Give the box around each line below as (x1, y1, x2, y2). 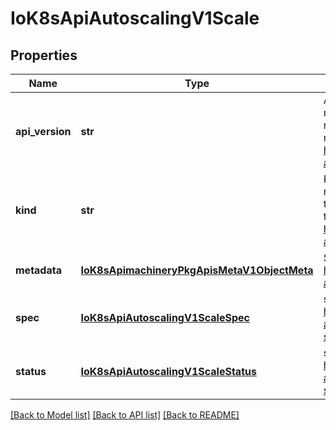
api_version (15, 125, 72, 138)
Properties (10, 47, 78, 64)
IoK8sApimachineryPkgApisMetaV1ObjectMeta (80, 263, 314, 277)
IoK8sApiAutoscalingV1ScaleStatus (80, 365, 257, 378)
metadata (15, 263, 62, 277)
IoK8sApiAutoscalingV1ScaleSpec (80, 311, 250, 324)
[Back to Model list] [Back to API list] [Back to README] (10, 409, 240, 421)
